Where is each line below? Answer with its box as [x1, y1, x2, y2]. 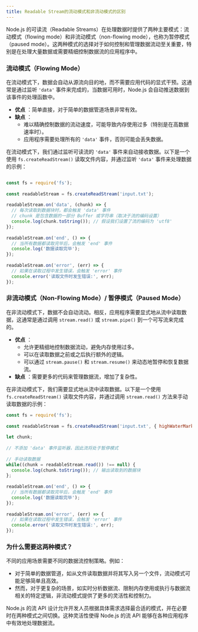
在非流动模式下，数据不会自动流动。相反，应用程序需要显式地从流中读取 [6, 308, 181, 315]
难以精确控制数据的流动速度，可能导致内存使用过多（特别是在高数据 [23, 121, 189, 128]
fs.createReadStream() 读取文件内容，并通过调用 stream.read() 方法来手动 [6, 393, 189, 400]
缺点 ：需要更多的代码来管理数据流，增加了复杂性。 [14, 373, 140, 380]
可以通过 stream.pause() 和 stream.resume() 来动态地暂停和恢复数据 [23, 358, 189, 365]
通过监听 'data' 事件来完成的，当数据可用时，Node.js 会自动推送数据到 [16, 86, 190, 93]
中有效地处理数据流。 [6, 620, 58, 627]
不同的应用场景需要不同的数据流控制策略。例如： [6, 557, 125, 565]
